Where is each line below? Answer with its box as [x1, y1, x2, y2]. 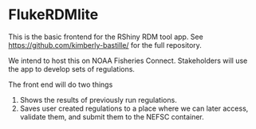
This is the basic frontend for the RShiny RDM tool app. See [8, 32, 203, 41]
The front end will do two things [8, 80, 113, 89]
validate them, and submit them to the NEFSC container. [19, 111, 205, 121]
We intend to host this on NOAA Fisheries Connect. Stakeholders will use [8, 56, 248, 65]
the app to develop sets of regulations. [8, 64, 136, 73]
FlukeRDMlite [8, 6, 99, 24]
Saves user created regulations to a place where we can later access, [19, 104, 249, 113]
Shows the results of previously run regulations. [19, 95, 177, 104]
